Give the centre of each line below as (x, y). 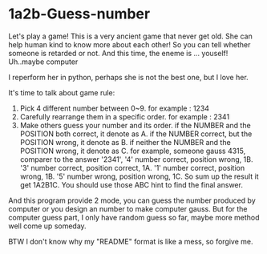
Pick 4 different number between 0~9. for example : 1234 (115, 108)
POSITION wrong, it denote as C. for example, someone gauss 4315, (133, 151)
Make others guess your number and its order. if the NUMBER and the (135, 125)
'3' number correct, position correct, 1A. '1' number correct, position (132, 167)
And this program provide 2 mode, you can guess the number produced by (132, 200)
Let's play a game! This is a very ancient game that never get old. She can (130, 36)
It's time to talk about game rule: (62, 92)
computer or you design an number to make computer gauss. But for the (128, 208)
